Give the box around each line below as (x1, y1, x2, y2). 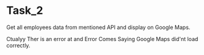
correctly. (6, 42, 31, 49)
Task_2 (6, 4, 43, 18)
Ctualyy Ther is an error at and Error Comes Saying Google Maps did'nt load (6, 35, 199, 42)
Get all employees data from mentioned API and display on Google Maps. (6, 24, 191, 31)
